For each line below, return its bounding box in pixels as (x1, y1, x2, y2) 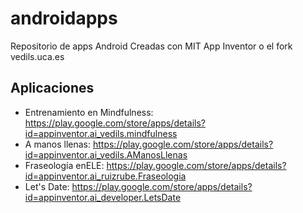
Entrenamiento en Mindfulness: (24, 106, 154, 118)
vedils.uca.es (10, 50, 65, 62)
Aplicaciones (10, 80, 95, 97)
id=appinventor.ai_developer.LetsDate (24, 191, 182, 203)
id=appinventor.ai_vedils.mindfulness (24, 127, 178, 139)
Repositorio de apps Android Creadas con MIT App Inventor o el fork (10, 40, 293, 52)
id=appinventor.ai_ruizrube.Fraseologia (24, 170, 187, 182)
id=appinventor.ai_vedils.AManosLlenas (24, 148, 188, 161)
